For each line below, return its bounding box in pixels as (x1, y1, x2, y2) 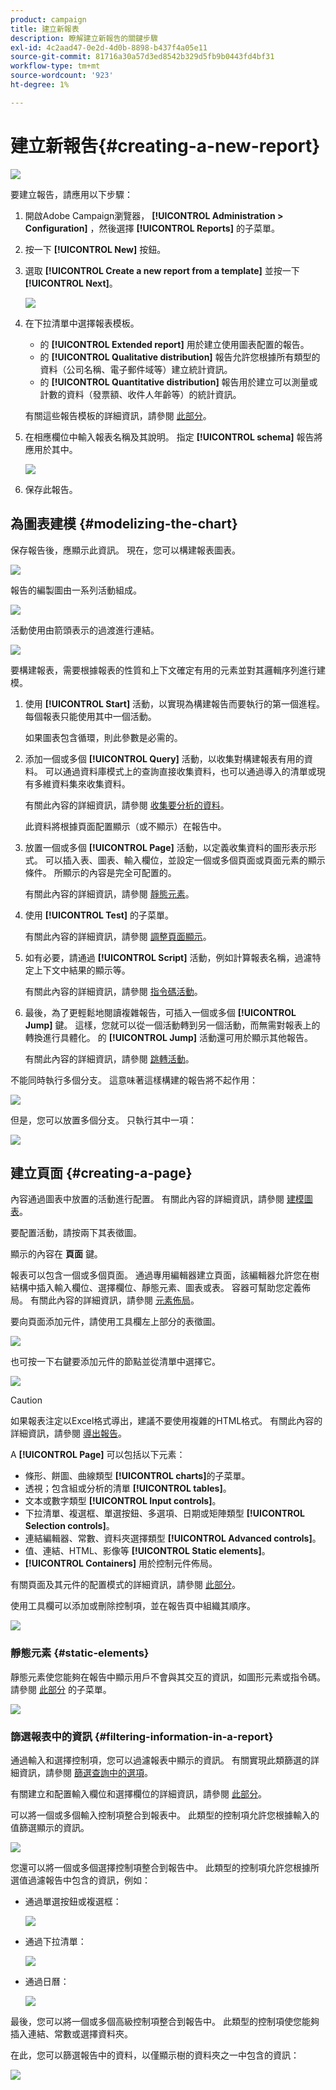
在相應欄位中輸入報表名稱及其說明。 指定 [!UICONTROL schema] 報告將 (24, 431, 323, 443)
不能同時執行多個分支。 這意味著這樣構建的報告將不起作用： (10, 1074, 258, 1086)
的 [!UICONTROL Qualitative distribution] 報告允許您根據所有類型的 (39, 351, 321, 363)
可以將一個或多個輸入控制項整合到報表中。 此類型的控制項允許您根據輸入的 (10, 1809, 320, 1821)
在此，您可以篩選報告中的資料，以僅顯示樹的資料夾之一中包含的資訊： (10, 2049, 300, 2061)
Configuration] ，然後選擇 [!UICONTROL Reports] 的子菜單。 (24, 222, 280, 234)
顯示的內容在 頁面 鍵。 (10, 1248, 103, 1260)
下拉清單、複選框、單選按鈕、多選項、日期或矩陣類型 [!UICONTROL (24, 1507, 305, 1520)
